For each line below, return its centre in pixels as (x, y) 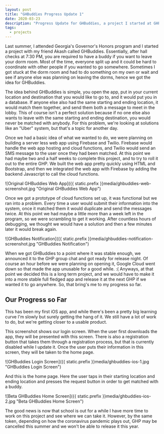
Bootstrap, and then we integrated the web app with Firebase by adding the (81, 169)
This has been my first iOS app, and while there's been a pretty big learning (81, 311)
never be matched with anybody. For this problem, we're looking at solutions (82, 123)
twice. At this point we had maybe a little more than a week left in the (74, 214)
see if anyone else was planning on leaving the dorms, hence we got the (78, 77)
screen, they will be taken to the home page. (50, 352)
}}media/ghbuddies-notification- (121, 239)
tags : (10, 28)
